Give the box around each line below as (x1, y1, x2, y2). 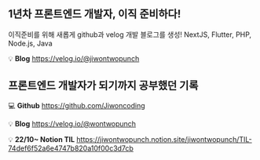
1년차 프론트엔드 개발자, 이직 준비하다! (8, 7, 181, 21)
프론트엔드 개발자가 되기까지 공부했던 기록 (8, 79, 199, 93)
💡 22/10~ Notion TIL (8, 134, 75, 144)
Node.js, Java (8, 38, 53, 48)
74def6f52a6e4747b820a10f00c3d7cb (8, 144, 134, 153)
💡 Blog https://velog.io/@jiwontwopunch (8, 53, 140, 63)
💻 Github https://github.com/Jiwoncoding (8, 100, 145, 110)
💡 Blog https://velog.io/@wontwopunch (8, 118, 136, 128)
